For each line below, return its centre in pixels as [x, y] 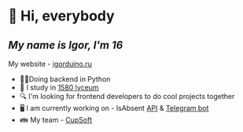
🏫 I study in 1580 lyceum [59, 87]
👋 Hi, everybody [62, 16]
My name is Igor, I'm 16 [66, 45]
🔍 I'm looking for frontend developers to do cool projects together [127, 96]
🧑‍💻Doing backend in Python [65, 79]
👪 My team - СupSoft [56, 120]
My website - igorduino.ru [50, 64]
